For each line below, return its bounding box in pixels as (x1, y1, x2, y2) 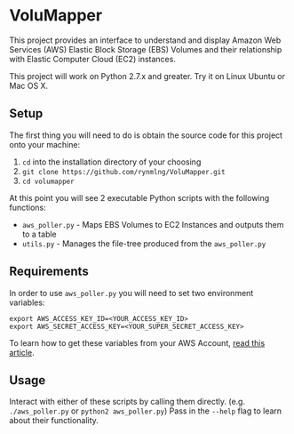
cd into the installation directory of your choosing (21, 157, 202, 167)
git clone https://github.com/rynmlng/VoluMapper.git (21, 167, 226, 176)
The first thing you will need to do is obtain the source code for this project (9, 130, 282, 141)
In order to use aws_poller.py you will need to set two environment (9, 287, 254, 298)
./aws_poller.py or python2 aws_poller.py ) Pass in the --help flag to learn (9, 406, 282, 416)
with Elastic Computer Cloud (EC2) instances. (9, 53, 176, 64)
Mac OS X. (9, 80, 49, 91)
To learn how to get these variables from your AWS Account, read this (9, 337, 266, 348)
